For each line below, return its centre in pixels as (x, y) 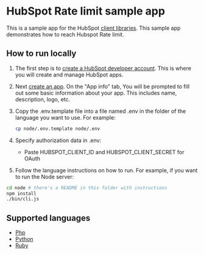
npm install (21, 193)
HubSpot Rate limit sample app (86, 11)
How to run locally (41, 54)
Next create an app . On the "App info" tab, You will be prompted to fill (102, 86)
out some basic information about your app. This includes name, (96, 93)
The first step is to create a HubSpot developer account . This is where (103, 68)
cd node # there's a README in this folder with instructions (87, 188)
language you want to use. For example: (65, 117)
